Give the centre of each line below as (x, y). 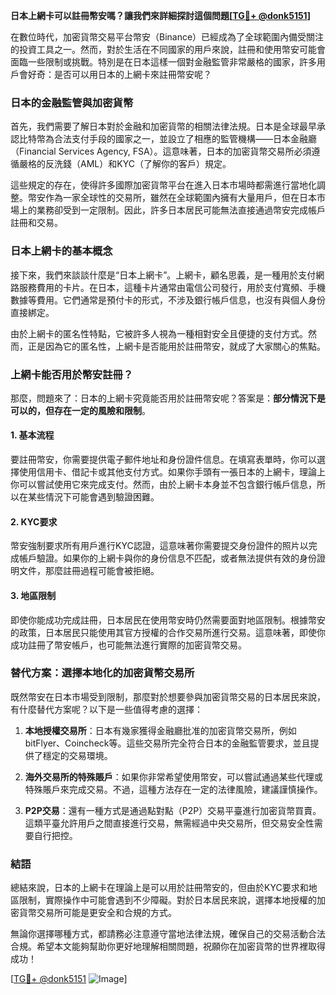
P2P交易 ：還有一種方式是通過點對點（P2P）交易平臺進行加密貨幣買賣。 (173, 810)
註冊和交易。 (36, 223)
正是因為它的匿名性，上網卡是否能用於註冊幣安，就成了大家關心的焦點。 (176, 346)
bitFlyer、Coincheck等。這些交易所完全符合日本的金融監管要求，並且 (167, 743)
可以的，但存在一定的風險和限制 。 (80, 410)
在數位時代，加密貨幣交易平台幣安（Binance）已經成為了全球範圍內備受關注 (167, 37)
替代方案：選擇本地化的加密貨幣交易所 (102, 673)
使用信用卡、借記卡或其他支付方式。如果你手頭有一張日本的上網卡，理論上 (172, 472)
